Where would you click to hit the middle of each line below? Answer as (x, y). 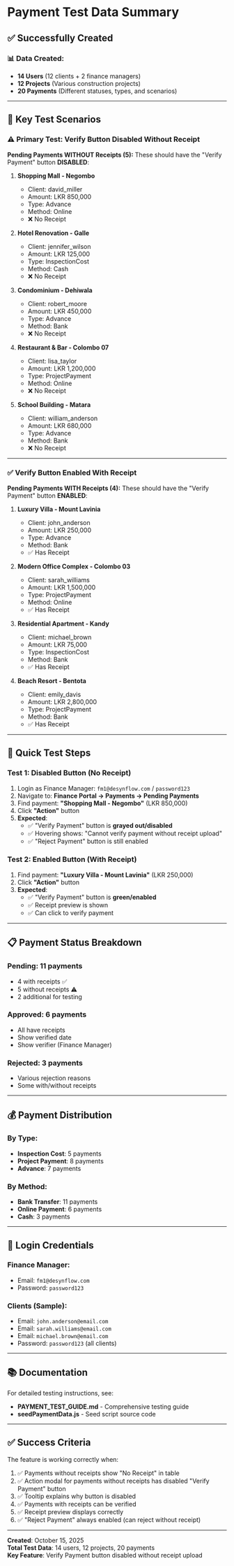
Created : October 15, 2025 (46, 1540)
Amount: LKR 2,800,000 (62, 702)
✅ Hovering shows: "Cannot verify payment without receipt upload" (125, 833)
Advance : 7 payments (49, 1168)
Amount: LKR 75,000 (57, 645)
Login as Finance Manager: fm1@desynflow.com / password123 (103, 788)
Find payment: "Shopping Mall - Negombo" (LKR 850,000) (102, 803)
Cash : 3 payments (44, 1216)
